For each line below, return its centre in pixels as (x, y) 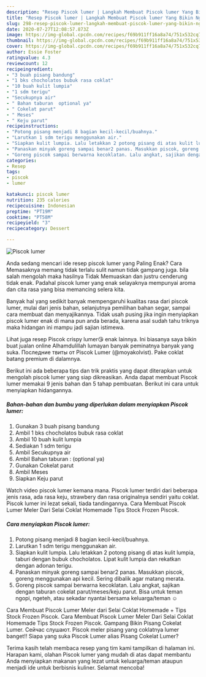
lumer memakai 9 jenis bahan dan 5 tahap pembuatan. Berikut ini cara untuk (103, 384)
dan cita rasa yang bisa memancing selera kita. (66, 289)
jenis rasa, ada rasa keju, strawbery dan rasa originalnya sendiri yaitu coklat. (103, 497)
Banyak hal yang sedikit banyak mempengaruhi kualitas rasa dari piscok (97, 301)
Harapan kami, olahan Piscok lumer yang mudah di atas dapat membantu (99, 654)
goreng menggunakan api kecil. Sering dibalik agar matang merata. (100, 578)
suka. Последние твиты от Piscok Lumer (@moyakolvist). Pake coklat (95, 352)
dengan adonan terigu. (44, 565)
